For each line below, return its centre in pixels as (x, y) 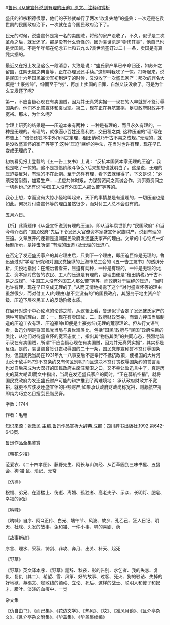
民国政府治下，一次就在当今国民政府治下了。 (65, 25)
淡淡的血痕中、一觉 (47, 589)
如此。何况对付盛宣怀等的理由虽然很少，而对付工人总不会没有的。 (74, 204)
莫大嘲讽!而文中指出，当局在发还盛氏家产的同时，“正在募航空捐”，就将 (88, 374)
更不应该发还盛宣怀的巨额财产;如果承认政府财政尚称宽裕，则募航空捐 (90, 387)
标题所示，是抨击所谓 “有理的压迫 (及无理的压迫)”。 (59, 245)
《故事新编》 (18, 538)
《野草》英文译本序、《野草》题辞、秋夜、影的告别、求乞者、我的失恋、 (79, 570)
